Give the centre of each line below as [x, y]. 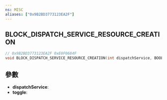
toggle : [20, 92]
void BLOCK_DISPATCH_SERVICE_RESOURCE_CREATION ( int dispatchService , [79, 58]
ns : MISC [14, 10]
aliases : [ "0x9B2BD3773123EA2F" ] [40, 14]
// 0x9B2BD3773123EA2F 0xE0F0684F [41, 53]
